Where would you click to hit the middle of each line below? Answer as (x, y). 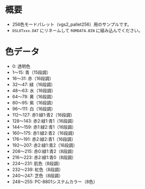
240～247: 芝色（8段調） (38, 175)
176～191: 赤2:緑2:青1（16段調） (44, 139)
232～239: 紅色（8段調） (38, 169)
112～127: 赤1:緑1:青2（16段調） (43, 115)
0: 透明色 (21, 66)
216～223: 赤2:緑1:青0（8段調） (44, 157)
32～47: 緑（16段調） (33, 84)
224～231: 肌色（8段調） (37, 163)
